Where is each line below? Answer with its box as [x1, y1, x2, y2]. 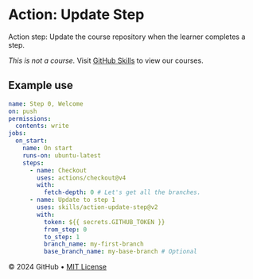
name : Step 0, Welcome [8, 99, 84, 108]
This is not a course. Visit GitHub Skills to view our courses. [8, 56, 204, 65]
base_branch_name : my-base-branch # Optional [43, 248, 197, 256]
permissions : [8, 114, 52, 122]
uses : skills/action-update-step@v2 [37, 203, 158, 211]
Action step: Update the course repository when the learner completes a [8, 32, 246, 41]
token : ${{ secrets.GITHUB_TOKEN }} [43, 218, 165, 226]
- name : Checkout [29, 166, 88, 174]
